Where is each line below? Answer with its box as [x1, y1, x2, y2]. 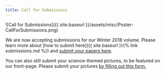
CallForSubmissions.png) [5, 27, 58, 33]
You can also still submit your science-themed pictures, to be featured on [5, 57, 160, 64]
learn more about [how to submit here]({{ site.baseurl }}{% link [5, 42, 138, 48]
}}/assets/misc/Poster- [85, 21, 134, 28]
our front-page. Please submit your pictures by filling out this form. [5, 63, 147, 69]
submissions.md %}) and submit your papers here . [5, 47, 113, 54]
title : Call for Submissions [5, 7, 68, 13]
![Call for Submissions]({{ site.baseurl [5, 21, 85, 28]
